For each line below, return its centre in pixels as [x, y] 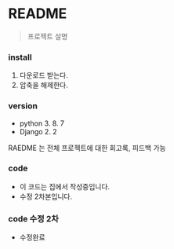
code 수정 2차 [33, 218]
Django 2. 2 [38, 131]
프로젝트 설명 [47, 36]
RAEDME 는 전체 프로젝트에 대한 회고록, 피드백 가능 [87, 148]
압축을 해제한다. [43, 85]
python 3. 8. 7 [42, 123]
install [20, 57]
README [38, 14]
